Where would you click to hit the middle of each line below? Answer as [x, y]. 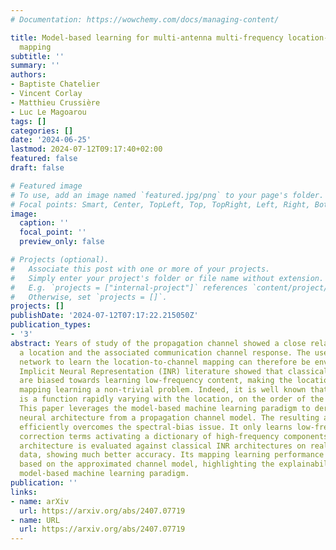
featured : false [44, 159]
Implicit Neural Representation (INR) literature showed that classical [174, 371]
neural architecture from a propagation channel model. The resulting [169, 417]
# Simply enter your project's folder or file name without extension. [167, 278]
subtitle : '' [37, 56]
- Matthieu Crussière [55, 102]
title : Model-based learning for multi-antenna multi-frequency [147, 37]
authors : [28, 75]
